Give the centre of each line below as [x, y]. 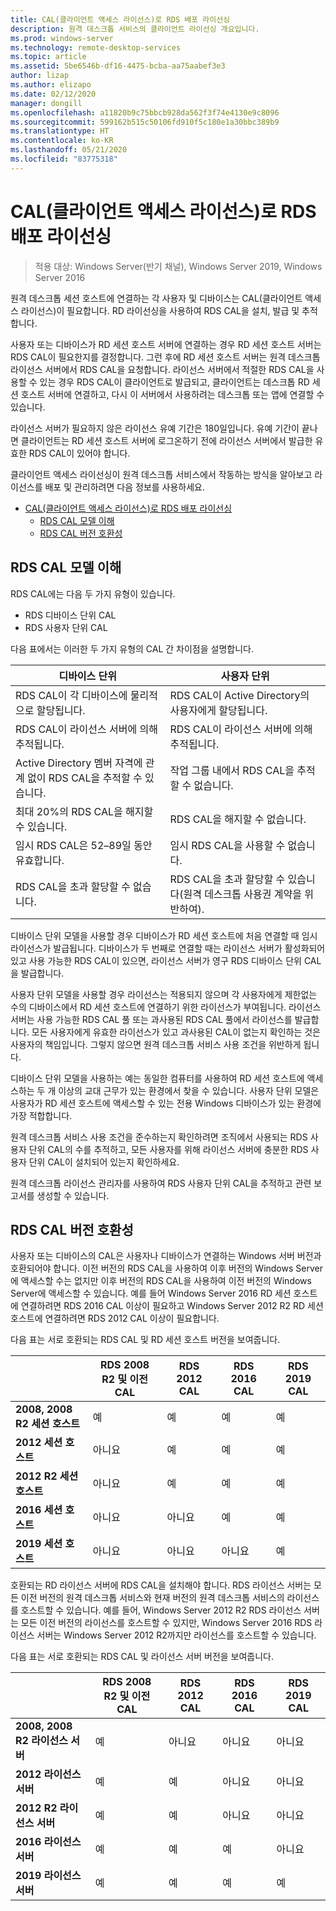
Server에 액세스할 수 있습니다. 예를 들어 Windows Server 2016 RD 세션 [151, 1293]
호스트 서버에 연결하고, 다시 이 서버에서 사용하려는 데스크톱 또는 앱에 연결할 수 [172, 394]
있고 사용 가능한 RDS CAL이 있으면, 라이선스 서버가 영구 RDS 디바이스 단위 [156, 960]
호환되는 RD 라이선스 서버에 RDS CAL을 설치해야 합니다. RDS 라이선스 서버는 [161, 1585]
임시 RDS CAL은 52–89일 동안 [84, 845]
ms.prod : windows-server [62, 38]
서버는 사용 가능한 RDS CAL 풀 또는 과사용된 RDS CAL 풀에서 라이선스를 [151, 1019]
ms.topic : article [48, 57]
